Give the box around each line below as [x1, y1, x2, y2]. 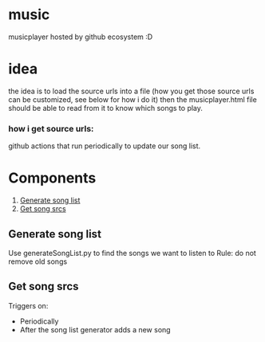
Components [8, 169, 97, 187]
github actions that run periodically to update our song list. [8, 141, 201, 151]
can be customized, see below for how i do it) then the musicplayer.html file [8, 94, 257, 104]
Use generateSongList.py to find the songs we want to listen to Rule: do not [8, 248, 257, 257]
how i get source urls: [8, 123, 94, 134]
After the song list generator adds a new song [19, 324, 171, 334]
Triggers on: [8, 301, 49, 310]
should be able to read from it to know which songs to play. [8, 103, 204, 112]
